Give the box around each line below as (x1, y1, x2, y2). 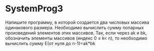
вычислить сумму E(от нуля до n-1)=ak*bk (5, 40, 95, 46)
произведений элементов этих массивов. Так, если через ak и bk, (5, 30, 147, 36)
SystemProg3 (5, 3, 63, 14)
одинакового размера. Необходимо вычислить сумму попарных (5, 24, 144, 30)
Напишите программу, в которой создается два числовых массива (5, 19, 149, 25)
